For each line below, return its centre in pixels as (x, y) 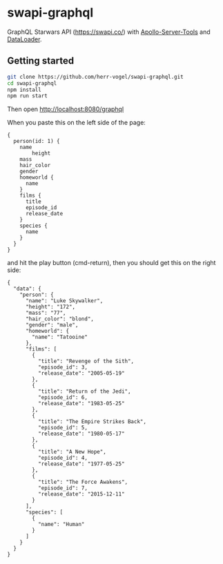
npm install (24, 90)
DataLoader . (25, 39)
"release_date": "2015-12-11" (81, 494)
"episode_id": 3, (63, 367)
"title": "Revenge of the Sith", (86, 361)
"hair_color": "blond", (60, 319)
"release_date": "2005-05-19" (81, 373)
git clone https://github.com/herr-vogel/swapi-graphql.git (96, 77)
